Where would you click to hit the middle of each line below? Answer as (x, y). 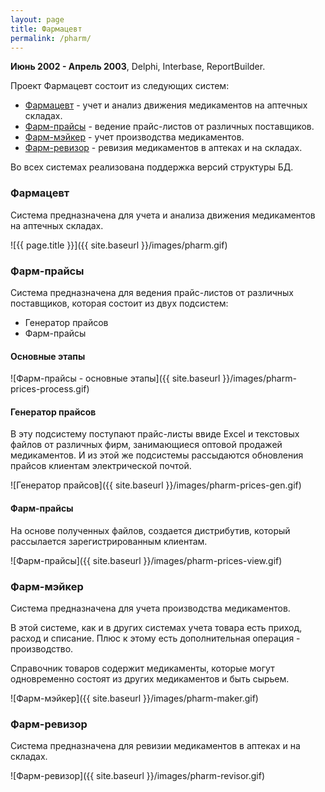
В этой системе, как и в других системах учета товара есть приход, (156, 627)
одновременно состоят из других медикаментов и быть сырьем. (150, 678)
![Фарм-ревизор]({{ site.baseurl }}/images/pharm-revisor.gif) (137, 776)
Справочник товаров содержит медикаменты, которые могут (142, 668)
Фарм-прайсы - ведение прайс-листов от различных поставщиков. (169, 127)
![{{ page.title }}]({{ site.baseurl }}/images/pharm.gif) (119, 245)
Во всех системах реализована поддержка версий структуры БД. (152, 167)
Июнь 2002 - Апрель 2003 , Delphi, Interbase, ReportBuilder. (138, 67)
